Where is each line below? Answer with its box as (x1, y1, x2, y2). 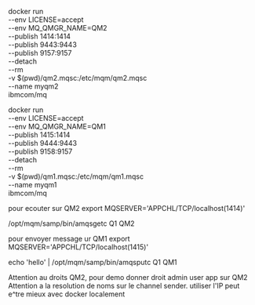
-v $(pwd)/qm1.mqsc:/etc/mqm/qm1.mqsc (8, 172, 144, 181)
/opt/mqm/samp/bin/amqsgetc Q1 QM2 (8, 219, 135, 228)
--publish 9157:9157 (8, 49, 72, 57)
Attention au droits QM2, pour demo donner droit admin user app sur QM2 (8, 273, 249, 281)
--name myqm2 (8, 82, 59, 91)
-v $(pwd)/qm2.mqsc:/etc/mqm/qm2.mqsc (8, 74, 148, 82)
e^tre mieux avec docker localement (8, 289, 126, 299)
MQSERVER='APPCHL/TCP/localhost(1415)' (8, 242, 149, 252)
